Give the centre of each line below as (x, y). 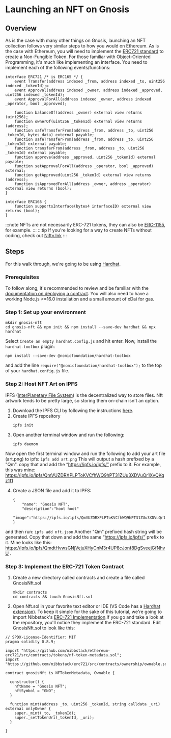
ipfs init (23, 425)
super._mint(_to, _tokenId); (45, 713)
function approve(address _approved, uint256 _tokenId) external (85, 157)
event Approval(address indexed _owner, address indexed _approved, (89, 90)
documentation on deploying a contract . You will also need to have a (77, 294)
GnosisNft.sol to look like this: (44, 628)
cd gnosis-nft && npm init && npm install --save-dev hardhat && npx (81, 327)
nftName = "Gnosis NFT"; (41, 686)
